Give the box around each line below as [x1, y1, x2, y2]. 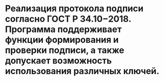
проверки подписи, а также [5, 45, 125, 56]
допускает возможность [5, 55, 112, 66]
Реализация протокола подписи [5, 3, 143, 14]
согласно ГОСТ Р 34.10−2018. [5, 13, 131, 25]
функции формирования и [5, 34, 119, 46]
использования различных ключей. [5, 66, 160, 77]
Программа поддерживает [5, 24, 122, 35]
